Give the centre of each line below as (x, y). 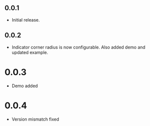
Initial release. (26, 20)
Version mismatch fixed (35, 119)
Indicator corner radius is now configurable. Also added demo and (78, 47)
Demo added (25, 86)
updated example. (30, 52)
